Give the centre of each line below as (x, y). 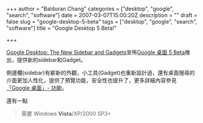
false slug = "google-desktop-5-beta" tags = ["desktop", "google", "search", (102, 22)
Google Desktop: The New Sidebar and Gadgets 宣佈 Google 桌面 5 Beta (96, 52)
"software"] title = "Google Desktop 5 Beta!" (62, 28)
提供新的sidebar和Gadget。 (51, 60)
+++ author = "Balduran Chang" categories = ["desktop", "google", (90, 9)
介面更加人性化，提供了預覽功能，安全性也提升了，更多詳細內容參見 (91, 80)
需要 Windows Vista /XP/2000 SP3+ (66, 114)
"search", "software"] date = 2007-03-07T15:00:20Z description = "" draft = (102, 15)
